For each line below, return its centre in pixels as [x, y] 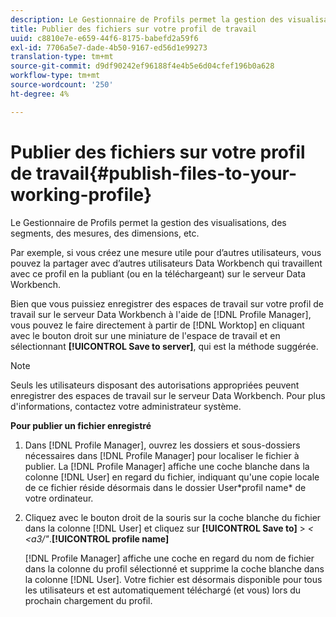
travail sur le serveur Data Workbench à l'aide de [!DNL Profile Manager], [161, 314]
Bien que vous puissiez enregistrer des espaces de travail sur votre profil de [167, 303]
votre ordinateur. [59, 498]
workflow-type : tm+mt [55, 76]
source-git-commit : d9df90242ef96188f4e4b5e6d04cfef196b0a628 [142, 66]
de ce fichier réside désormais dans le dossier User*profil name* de [165, 487]
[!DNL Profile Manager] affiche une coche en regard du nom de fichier [169, 558]
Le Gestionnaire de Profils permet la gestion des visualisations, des [148, 222]
